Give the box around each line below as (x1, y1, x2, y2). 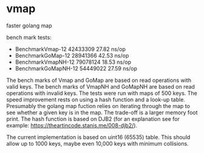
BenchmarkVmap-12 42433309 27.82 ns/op (15, 45, 126, 53)
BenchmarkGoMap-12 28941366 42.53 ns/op (15, 52, 129, 59)
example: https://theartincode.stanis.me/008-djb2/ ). (6, 121, 138, 129)
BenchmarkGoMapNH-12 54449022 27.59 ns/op (15, 64, 138, 72)
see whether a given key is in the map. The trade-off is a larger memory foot (6, 109, 198, 116)
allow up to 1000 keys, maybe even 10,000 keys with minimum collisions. (6, 140, 189, 147)
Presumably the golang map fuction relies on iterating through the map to (6, 102, 191, 109)
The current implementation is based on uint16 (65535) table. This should (6, 133, 191, 141)
